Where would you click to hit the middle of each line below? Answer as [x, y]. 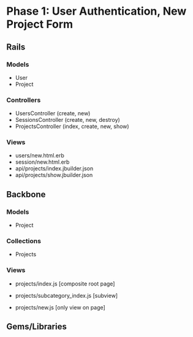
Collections [24, 241]
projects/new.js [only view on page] [60, 307]
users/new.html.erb [40, 156]
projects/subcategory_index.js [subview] [66, 295]
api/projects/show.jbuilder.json [54, 175]
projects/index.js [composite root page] [65, 284]
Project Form [40, 24]
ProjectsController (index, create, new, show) [72, 126]
